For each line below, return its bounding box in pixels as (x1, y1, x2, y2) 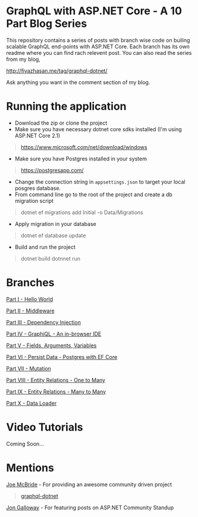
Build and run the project (14, 243, 76, 250)
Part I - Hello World (6, 295, 54, 302)
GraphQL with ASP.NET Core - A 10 (6, 4, 183, 18)
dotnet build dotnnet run (20, 255, 81, 262)
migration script (14, 197, 54, 204)
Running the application (6, 100, 127, 113)
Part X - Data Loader (6, 400, 57, 407)
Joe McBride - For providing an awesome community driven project (6, 481, 172, 488)
